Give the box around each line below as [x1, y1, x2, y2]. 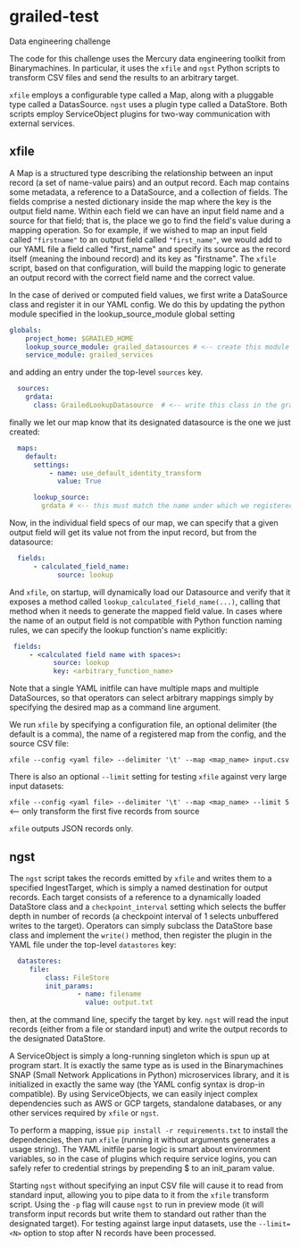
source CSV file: [9, 738, 70, 749]
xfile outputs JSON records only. [9, 823, 134, 834]
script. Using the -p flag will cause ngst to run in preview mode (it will [9, 1200, 264, 1210]
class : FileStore [45, 973, 110, 982]
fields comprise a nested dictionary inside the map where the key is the [9, 196, 272, 206]
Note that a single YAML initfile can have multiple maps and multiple [9, 683, 259, 694]
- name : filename [77, 990, 142, 998]
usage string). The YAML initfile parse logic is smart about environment [9, 1144, 271, 1155]
